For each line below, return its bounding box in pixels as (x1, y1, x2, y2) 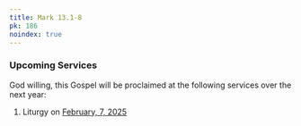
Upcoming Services (9, 59, 97, 71)
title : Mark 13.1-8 (9, 13, 83, 22)
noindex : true (9, 29, 63, 38)
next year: (9, 88, 47, 99)
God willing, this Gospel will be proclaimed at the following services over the (9, 80, 292, 90)
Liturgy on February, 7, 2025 (22, 106, 128, 117)
